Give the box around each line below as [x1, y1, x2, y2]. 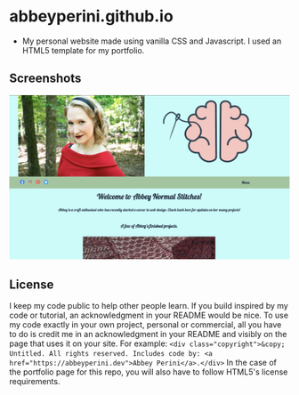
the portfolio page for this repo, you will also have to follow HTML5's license [9, 367, 288, 377]
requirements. [9, 376, 61, 387]
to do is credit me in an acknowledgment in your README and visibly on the [9, 329, 287, 340]
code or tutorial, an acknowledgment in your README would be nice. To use [9, 310, 289, 321]
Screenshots [9, 71, 82, 86]
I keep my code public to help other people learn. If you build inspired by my [9, 301, 289, 311]
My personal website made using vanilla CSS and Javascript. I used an [21, 36, 282, 46]
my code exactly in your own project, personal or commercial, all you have [9, 319, 282, 330]
